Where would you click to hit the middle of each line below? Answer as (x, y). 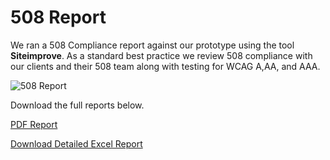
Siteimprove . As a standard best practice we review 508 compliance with (161, 55)
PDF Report (34, 124)
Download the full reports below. (77, 105)
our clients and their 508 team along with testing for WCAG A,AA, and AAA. (165, 66)
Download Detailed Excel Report (76, 143)
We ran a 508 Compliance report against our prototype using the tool (152, 45)
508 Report (58, 17)
